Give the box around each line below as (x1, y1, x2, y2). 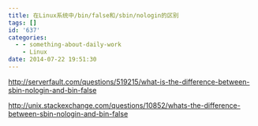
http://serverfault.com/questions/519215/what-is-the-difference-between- (8, 76, 250, 87)
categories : (8, 33, 47, 42)
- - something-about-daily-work (15, 41, 122, 49)
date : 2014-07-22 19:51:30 (8, 56, 97, 64)
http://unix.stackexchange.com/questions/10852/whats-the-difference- (8, 100, 241, 110)
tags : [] (8, 19, 37, 27)
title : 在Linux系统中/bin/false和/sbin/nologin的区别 (8, 11, 179, 20)
